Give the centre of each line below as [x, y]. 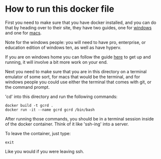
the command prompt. [27, 87]
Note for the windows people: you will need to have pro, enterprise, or [76, 42]
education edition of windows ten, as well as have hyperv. [63, 47]
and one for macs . [23, 33]
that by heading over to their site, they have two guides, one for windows [79, 27]
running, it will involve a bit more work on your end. [57, 62]
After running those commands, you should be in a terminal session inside [80, 119]
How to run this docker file [60, 9]
